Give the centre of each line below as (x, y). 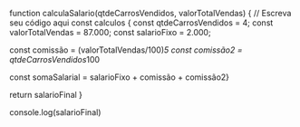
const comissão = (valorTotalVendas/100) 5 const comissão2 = (126, 50)
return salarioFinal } (46, 95)
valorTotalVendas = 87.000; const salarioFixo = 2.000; (110, 32)
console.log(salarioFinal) (55, 112)
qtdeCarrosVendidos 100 (55, 59)
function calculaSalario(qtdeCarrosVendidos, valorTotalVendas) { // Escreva (150, 13)
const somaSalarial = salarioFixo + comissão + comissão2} (119, 77)
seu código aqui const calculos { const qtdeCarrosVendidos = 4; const (141, 23)
